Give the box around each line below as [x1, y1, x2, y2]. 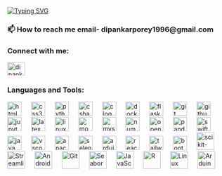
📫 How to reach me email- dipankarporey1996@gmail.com [7, 25, 214, 34]
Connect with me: [7, 46, 70, 55]
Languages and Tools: [7, 85, 84, 95]
